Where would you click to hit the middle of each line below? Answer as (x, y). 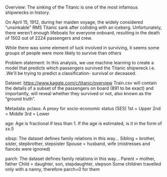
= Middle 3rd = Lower (27, 114)
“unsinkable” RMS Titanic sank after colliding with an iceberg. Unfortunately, (83, 27)
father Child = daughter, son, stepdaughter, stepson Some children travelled (83, 164)
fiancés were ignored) (28, 149)
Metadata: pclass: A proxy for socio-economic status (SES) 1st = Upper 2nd (83, 108)
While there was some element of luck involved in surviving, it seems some (82, 48)
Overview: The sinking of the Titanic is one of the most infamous (72, 7)
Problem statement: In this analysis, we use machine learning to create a (80, 63)
